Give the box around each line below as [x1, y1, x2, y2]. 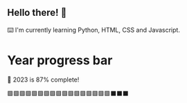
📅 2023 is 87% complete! [7, 75, 80, 84]
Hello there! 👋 [7, 7, 67, 19]
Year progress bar [7, 53, 113, 68]
